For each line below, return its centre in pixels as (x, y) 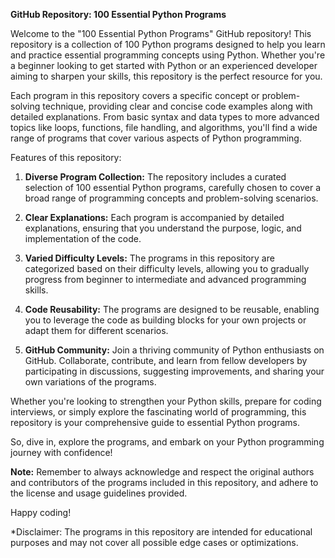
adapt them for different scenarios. (96, 330)
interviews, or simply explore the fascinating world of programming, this (158, 412)
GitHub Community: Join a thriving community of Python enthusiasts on (174, 350)
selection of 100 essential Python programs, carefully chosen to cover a (173, 187)
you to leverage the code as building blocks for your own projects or (165, 320)
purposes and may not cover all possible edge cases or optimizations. (154, 542)
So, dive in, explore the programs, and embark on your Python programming (167, 442)
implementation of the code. (83, 238)
